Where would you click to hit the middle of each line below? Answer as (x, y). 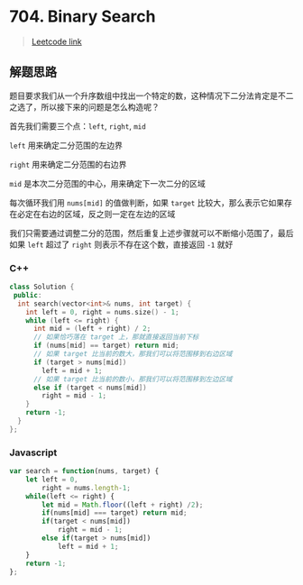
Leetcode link (57, 41)
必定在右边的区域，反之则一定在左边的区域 (96, 214)
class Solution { (42, 287)
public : (28, 295)
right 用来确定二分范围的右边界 (68, 164)
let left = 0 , (52, 480)
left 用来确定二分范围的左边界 (66, 145)
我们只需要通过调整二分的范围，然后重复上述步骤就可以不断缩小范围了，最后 (151, 233)
